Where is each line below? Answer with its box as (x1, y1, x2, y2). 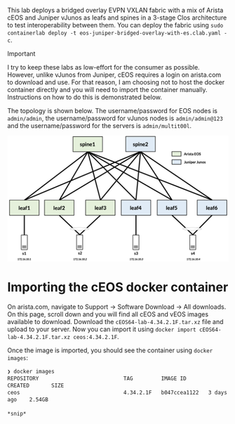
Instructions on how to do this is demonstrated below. (7, 93, 163, 101)
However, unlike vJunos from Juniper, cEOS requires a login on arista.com (7, 70, 222, 79)
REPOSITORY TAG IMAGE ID (7, 375, 187, 382)
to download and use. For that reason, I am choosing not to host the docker (7, 78, 225, 86)
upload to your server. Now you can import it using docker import (7, 325, 196, 333)
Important (7, 49, 36, 58)
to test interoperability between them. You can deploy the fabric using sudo (7, 21, 224, 29)
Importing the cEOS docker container (7, 279, 229, 295)
